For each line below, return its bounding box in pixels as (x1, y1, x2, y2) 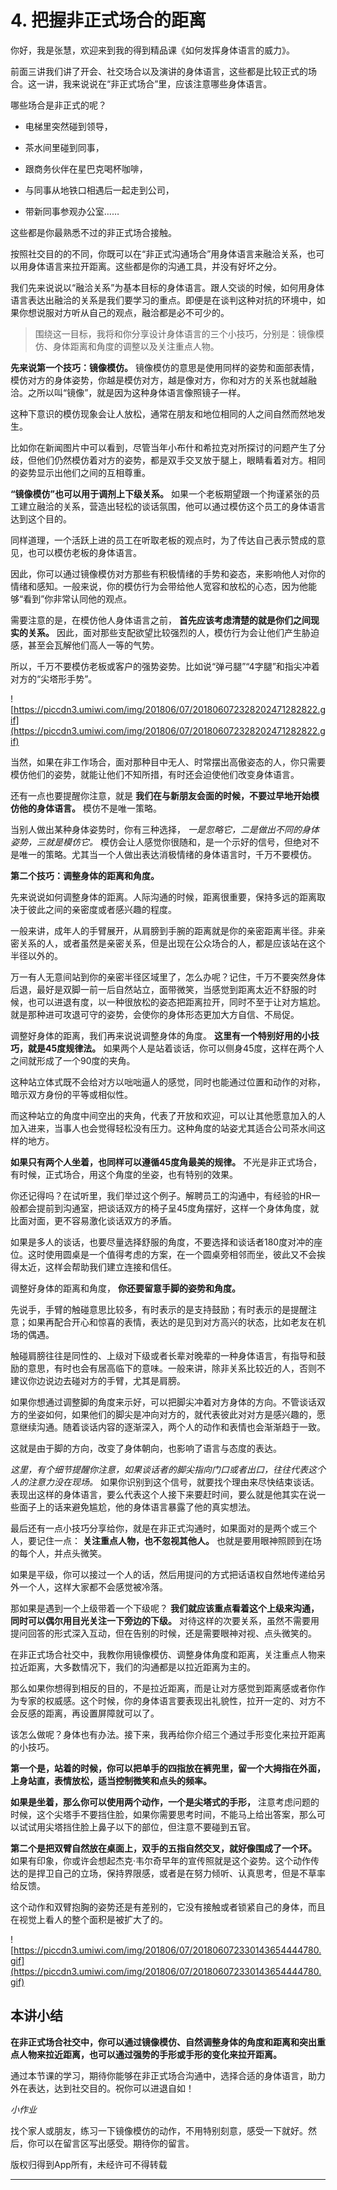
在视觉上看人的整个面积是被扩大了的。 (10, 1913, 168, 1925)
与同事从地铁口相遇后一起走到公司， (24, 184, 175, 196)
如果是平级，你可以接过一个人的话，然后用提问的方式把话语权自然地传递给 (10, 1568, 317, 1580)
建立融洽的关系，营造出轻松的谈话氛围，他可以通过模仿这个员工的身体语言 (18, 500, 326, 512)
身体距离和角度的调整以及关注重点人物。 (52, 340, 220, 352)
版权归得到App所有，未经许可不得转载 (10, 2158, 168, 2170)
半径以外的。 (10, 949, 63, 961)
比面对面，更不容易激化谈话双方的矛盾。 (10, 1214, 177, 1226)
